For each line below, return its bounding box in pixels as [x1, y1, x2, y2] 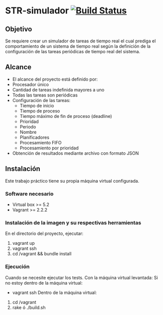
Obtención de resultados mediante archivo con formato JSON [12, 150, 139, 156]
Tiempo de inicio [19, 103, 54, 108]
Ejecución [5, 263, 30, 270]
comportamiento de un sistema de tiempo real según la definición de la [5, 43, 151, 49]
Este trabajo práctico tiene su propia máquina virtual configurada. [5, 178, 140, 184]
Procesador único [12, 81, 49, 87]
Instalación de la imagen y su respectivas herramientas [5, 219, 142, 226]
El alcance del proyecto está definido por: [12, 76, 98, 82]
